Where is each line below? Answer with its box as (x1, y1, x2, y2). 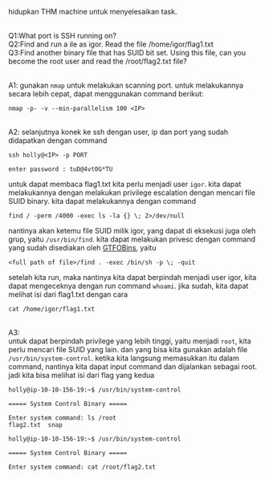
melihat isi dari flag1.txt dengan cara (8, 290, 128, 299)
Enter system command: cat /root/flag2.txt (8, 463, 157, 471)
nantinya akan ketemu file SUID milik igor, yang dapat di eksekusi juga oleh (8, 226, 256, 235)
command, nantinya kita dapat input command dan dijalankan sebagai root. (8, 362, 257, 371)
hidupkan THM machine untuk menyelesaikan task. (8, 7, 177, 16)
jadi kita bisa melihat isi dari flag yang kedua (8, 371, 155, 380)
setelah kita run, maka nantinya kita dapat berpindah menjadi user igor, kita (8, 273, 257, 282)
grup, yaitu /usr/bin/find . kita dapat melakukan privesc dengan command (8, 234, 255, 244)
